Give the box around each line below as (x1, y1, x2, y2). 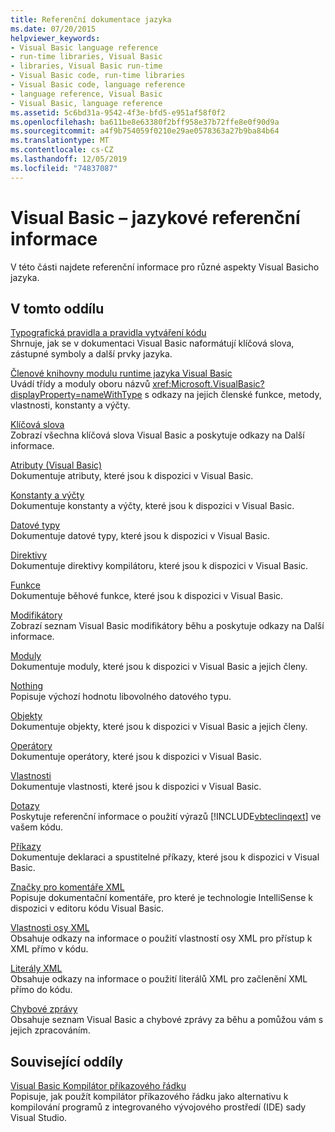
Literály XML (10, 962, 63, 975)
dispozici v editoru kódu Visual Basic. (10, 902, 165, 915)
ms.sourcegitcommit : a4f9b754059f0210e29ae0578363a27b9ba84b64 (10, 126, 280, 136)
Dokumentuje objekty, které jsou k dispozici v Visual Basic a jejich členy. (10, 721, 308, 733)
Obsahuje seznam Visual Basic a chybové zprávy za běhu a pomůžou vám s (10, 1014, 324, 1026)
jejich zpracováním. (10, 1024, 91, 1036)
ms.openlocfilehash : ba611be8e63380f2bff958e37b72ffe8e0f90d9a (10, 117, 280, 127)
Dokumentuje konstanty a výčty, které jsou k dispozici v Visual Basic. (10, 500, 295, 512)
